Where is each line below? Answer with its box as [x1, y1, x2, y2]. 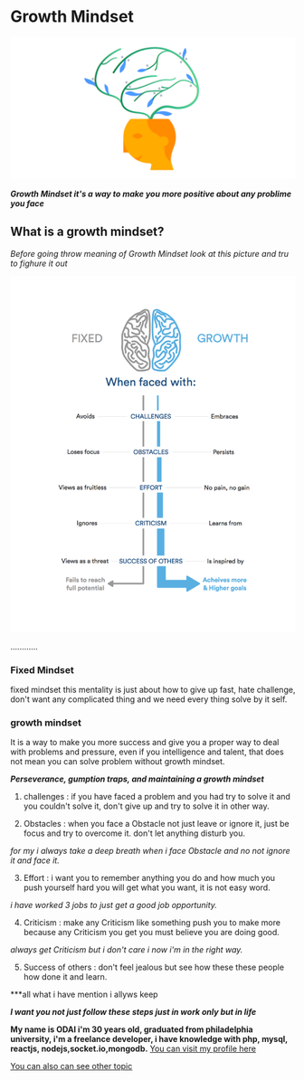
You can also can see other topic [10, 1061, 133, 1072]
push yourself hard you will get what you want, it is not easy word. [23, 882, 271, 893]
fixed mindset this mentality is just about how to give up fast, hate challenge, [10, 685, 296, 696]
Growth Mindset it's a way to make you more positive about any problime [10, 188, 292, 199]
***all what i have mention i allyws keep [10, 989, 158, 1000]
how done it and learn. [23, 971, 108, 982]
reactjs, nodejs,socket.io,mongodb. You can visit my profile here [10, 1043, 257, 1055]
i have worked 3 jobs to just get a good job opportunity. [10, 900, 218, 911]
